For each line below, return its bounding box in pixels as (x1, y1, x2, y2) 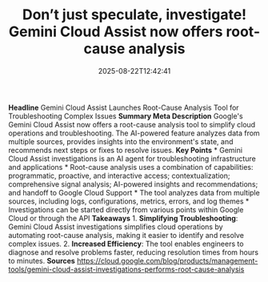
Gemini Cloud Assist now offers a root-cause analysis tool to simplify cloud (8, 119, 256, 129)
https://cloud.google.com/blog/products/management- (77, 256, 258, 265)
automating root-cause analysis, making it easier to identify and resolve (8, 230, 244, 240)
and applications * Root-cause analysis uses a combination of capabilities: (8, 162, 254, 171)
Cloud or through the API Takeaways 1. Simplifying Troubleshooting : (8, 213, 238, 223)
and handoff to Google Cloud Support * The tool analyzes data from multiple (8, 187, 260, 197)
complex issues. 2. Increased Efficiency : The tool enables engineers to (8, 239, 244, 248)
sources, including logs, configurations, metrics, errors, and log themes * (8, 196, 250, 206)
